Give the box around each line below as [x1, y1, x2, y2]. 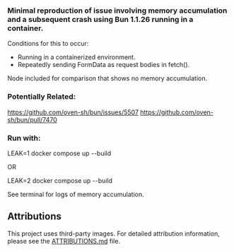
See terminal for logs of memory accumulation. [7, 190, 145, 198]
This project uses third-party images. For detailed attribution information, [7, 229, 221, 238]
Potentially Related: [7, 92, 76, 102]
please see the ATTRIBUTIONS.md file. [7, 236, 121, 245]
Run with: [7, 133, 41, 143]
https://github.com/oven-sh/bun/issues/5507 [7, 108, 139, 116]
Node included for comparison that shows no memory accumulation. [7, 74, 207, 83]
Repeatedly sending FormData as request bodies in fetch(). [17, 61, 190, 69]
